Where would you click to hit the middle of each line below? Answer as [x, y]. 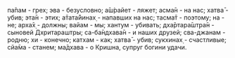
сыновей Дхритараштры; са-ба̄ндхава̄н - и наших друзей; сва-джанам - [116, 32]
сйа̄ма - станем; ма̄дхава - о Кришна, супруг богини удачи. [97, 47]
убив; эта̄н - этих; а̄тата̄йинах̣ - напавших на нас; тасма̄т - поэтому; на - [116, 17]
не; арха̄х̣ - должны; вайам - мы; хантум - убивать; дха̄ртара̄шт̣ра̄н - [111, 25]
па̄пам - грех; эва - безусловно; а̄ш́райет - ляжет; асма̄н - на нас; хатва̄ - [118, 10]
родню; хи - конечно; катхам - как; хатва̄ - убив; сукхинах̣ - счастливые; [117, 40]
